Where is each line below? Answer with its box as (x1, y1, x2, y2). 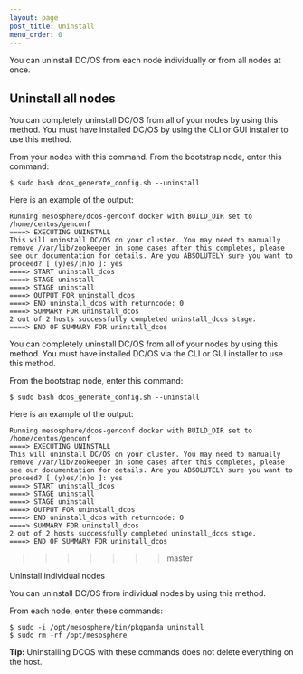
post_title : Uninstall (9, 22, 95, 31)
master (166, 553, 193, 564)
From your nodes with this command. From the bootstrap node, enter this (9, 151, 282, 163)
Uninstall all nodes (9, 90, 116, 106)
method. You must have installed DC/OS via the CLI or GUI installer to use (9, 348, 283, 359)
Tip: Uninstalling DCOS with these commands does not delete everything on (9, 647, 294, 658)
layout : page (9, 13, 59, 23)
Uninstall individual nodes (9, 571, 106, 582)
